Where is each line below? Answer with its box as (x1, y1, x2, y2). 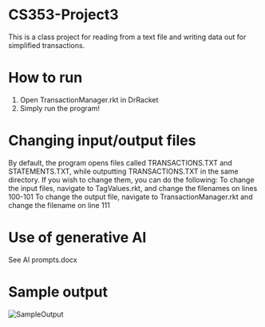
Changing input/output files (8, 132, 196, 150)
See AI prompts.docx (8, 254, 77, 265)
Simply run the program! (19, 103, 100, 113)
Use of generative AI (8, 229, 147, 246)
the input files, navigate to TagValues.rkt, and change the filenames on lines (8, 183, 258, 193)
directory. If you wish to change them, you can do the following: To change (8, 174, 255, 185)
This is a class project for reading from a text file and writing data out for (8, 32, 247, 42)
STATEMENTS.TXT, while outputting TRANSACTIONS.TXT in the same (8, 166, 239, 176)
